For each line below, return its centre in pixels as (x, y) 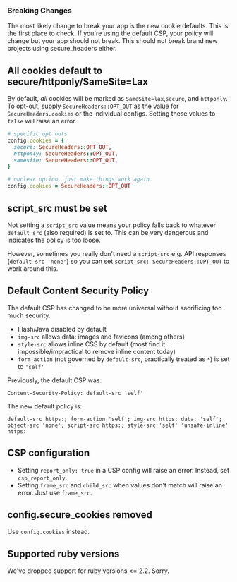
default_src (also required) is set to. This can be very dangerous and (108, 232)
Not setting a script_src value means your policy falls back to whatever (112, 225)
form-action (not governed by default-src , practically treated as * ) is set (123, 359)
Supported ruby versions (63, 553)
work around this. (33, 268)
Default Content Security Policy (78, 291)
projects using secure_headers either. (62, 49)
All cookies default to (55, 70)
